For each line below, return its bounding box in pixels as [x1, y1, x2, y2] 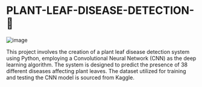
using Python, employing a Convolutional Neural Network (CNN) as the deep [6, 54, 197, 62]
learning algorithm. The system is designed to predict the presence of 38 [6, 61, 188, 68]
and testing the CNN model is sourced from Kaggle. [6, 74, 134, 81]
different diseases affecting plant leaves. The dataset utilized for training [6, 67, 186, 74]
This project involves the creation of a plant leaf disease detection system [6, 48, 190, 55]
